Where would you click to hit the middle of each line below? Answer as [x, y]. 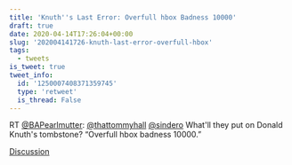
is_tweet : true [37, 67]
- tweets [33, 59]
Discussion [29, 152]
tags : [19, 51]
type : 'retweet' [47, 91]
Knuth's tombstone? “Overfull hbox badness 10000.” [105, 135]
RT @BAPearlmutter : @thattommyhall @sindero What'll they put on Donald [146, 125]
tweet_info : [31, 75]
